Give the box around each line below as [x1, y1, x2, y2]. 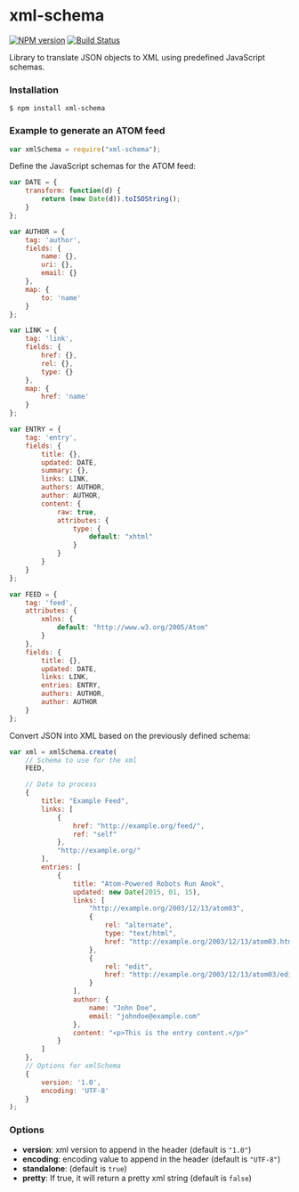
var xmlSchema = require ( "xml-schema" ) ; [9, 144, 162, 154]
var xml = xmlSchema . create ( [9, 747, 117, 757]
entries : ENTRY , [41, 681, 101, 690]
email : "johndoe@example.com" [88, 1011, 201, 1020]
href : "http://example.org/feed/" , [72, 821, 205, 831]
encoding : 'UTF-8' [41, 1086, 109, 1095]
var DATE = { [9, 178, 58, 187]
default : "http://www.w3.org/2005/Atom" [56, 623, 209, 632]
